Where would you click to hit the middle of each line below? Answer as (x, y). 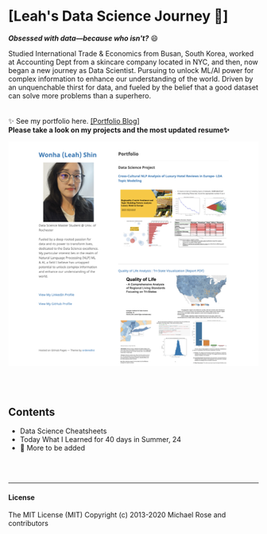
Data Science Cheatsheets (63, 431)
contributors (29, 524)
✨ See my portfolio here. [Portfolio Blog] (74, 121)
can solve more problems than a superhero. (80, 95)
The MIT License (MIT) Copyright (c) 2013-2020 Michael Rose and (117, 515)
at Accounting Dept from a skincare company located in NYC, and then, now (133, 62)
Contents (32, 412)
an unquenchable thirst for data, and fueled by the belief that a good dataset (133, 87)
